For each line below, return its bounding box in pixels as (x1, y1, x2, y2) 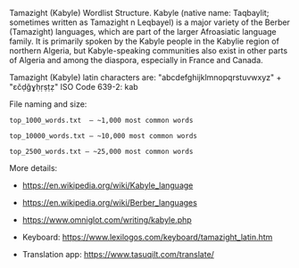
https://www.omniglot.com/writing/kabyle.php (21, 215, 192, 225)
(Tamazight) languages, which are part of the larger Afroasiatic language (9, 27, 277, 37)
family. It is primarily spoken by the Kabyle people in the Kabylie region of (9, 36, 279, 46)
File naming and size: (9, 99, 87, 110)
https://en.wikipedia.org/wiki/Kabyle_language (21, 180, 194, 191)
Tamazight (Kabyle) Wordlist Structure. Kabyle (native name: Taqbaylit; (9, 8, 270, 18)
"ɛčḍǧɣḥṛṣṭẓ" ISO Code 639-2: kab (9, 82, 138, 92)
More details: (9, 163, 58, 173)
